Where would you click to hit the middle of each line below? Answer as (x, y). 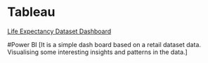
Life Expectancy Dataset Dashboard (59, 31)
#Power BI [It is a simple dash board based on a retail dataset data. (104, 44)
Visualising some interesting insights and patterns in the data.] (97, 52)
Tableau (31, 12)
